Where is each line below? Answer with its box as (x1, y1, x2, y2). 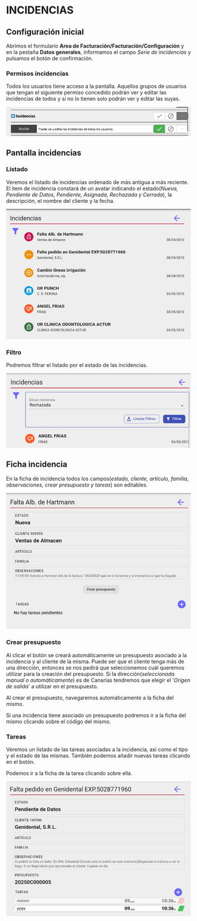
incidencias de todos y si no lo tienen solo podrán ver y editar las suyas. (6, 95, 181, 103)
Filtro (6, 348, 22, 356)
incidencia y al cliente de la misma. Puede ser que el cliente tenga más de (6, 658, 185, 665)
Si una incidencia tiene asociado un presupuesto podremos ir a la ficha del (6, 712, 186, 719)
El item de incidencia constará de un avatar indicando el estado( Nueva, (6, 185, 178, 192)
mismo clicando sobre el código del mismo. (6, 718, 111, 725)
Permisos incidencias (6, 69, 69, 77)
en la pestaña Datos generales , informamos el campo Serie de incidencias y (6, 49, 191, 56)
